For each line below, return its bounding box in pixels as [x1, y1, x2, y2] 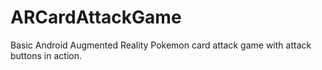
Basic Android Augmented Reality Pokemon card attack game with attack [10, 39, 312, 51]
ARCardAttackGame [10, 6, 182, 29]
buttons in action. [10, 49, 82, 61]
